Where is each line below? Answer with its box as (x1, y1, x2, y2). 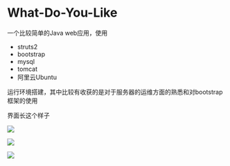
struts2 (17, 42, 38, 51)
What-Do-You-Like (7, 5, 118, 21)
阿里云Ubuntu (17, 73, 57, 81)
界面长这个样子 (7, 111, 50, 119)
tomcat (17, 65, 38, 73)
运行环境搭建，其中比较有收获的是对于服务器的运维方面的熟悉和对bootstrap (7, 88, 223, 96)
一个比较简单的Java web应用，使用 (7, 28, 108, 37)
